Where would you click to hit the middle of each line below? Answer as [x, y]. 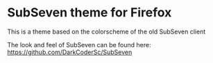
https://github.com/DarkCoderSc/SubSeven [70, 52]
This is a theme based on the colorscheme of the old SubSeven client [106, 32]
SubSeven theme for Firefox [90, 13]
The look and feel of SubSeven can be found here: [79, 45]
